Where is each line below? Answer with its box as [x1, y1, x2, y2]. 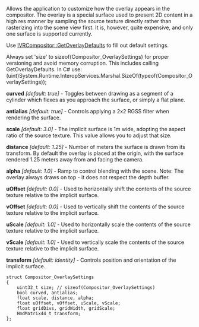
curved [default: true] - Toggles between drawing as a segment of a [6, 90, 173, 97]
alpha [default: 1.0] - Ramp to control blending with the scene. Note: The [6, 167, 184, 174]
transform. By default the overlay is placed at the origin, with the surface [6, 150, 184, 157]
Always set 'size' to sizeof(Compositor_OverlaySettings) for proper [6, 53, 169, 60]
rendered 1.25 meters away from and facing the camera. [6, 156, 144, 163]
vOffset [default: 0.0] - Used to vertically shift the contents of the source [6, 203, 185, 210]
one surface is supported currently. [6, 30, 93, 37]
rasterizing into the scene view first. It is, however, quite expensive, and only [6, 24, 193, 31]
